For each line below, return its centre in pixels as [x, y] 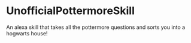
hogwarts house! [27, 33]
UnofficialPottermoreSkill [70, 11]
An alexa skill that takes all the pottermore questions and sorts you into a [96, 27]
